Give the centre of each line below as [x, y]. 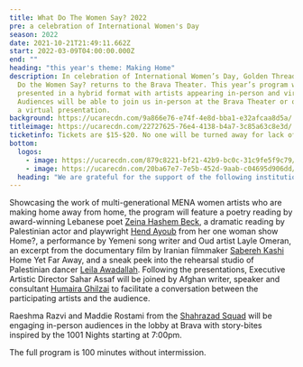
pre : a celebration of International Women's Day [105, 26]
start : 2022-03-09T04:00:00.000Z [72, 51]
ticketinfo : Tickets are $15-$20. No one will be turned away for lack [147, 135]
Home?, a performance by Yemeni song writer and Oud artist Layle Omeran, [150, 241]
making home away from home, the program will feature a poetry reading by [151, 212]
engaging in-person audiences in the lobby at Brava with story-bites [136, 326]
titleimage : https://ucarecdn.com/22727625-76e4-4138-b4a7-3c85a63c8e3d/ [151, 127]
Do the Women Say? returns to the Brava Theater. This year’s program [153, 85]
